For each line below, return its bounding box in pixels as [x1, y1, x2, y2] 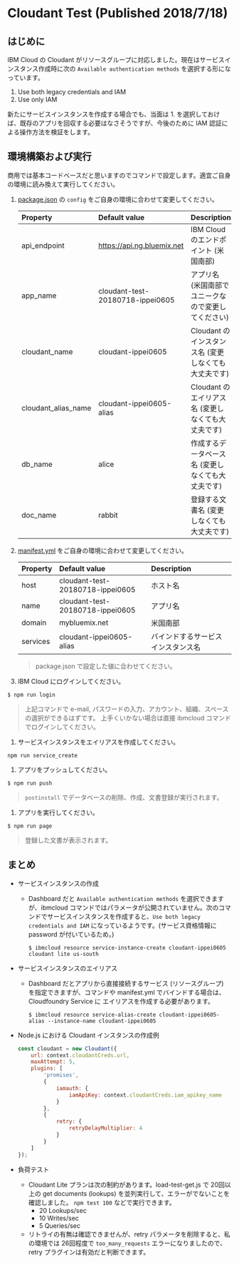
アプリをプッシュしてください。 [17, 765, 112, 774]
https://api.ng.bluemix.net [98, 241, 184, 251]
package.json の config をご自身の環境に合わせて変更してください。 [17, 195, 219, 203]
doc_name [21, 510, 57, 520]
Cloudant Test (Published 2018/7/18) [7, 5, 228, 21]
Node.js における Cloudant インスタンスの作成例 [17, 1030, 160, 1040]
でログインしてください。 [24, 723, 100, 731]
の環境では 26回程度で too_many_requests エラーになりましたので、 [28, 1239, 226, 1247]
